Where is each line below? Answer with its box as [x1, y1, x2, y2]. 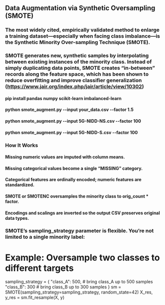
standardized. [5, 182, 35, 188]
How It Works [5, 142, 39, 149]
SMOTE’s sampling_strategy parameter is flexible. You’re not [5, 227, 154, 234]
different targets [5, 262, 74, 274]
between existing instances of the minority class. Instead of [5, 58, 152, 65]
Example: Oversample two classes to [5, 252, 160, 263]
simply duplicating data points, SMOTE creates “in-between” [5, 64, 155, 71]
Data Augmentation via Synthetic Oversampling [5, 4, 156, 12]
